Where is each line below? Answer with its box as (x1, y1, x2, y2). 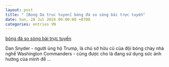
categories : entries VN (5, 21, 56, 27)
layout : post (5, 7, 33, 13)
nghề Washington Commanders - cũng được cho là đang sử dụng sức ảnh (5, 51, 162, 57)
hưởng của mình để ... (5, 56, 51, 62)
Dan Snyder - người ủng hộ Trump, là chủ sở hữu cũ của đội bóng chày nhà (5, 45, 164, 51)
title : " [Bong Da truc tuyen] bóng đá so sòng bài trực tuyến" (5, 12, 145, 17)
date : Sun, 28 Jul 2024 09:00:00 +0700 (5, 17, 91, 22)
